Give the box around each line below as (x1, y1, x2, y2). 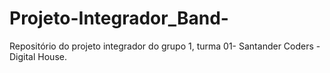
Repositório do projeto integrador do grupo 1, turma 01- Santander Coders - (9, 40, 321, 52)
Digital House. (9, 50, 67, 62)
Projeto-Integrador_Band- (9, 7, 229, 30)
